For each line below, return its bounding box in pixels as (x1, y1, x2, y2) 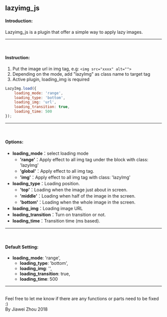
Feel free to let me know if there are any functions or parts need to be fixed (5, 296, 159, 302)
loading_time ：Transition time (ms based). (12, 218, 100, 224)
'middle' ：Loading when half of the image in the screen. (19, 193, 136, 199)
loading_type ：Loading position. (12, 181, 80, 187)
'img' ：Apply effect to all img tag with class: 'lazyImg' (19, 174, 131, 181)
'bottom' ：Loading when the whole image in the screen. (19, 199, 136, 206)
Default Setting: (5, 244, 39, 250)
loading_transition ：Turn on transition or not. (12, 211, 106, 218)
